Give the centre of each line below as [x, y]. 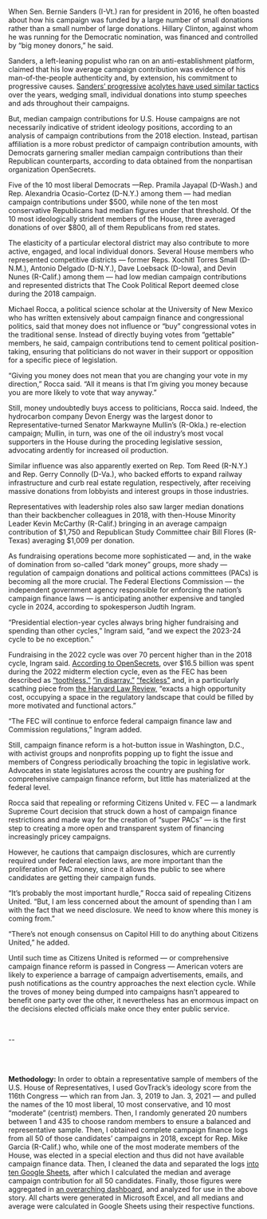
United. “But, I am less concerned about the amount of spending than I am [130, 901]
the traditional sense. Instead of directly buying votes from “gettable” [122, 335]
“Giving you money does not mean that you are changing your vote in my [128, 375]
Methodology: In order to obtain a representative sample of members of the [133, 1079]
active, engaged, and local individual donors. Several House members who [131, 251]
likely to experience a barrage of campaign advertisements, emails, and [126, 975]
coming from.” [32, 918]
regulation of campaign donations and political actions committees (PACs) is [133, 573]
